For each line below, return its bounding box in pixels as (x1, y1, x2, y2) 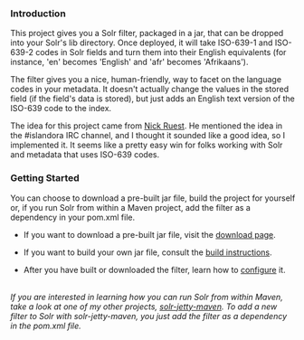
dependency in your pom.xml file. (10, 212, 136, 222)
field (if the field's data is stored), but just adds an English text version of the (10, 93, 295, 104)
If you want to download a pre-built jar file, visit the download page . (23, 229, 277, 240)
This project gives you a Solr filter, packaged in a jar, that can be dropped (10, 28, 284, 39)
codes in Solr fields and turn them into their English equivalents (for (35, 47, 287, 58)
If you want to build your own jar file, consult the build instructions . (23, 247, 272, 258)
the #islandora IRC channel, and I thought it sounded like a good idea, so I (10, 130, 286, 141)
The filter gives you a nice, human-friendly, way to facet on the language (10, 74, 282, 85)
